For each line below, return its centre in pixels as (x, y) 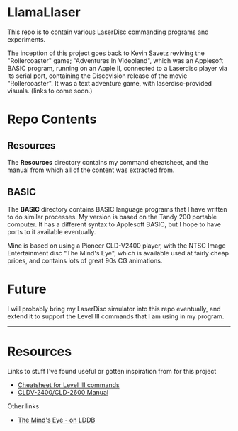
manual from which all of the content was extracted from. (91, 170)
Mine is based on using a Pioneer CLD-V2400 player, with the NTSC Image (117, 246)
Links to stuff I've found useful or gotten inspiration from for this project (112, 371)
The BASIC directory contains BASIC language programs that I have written (118, 209)
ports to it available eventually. (52, 231)
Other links (23, 406)
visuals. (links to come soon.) (50, 91)
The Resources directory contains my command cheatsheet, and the (108, 162)
